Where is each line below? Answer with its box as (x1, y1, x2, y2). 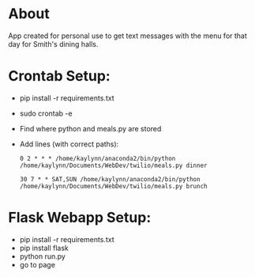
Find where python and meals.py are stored (19, 123, 162, 133)
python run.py (19, 251, 66, 261)
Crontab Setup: (8, 67, 111, 85)
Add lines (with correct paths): (19, 139, 119, 149)
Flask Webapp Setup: (8, 209, 152, 226)
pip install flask (19, 243, 69, 252)
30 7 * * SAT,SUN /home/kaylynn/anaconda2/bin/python (19, 175, 201, 183)
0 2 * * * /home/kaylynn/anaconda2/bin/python (19, 154, 176, 162)
